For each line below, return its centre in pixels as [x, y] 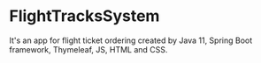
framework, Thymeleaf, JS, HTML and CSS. [88, 49]
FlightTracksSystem [84, 16]
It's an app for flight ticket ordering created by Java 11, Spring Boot [131, 40]
